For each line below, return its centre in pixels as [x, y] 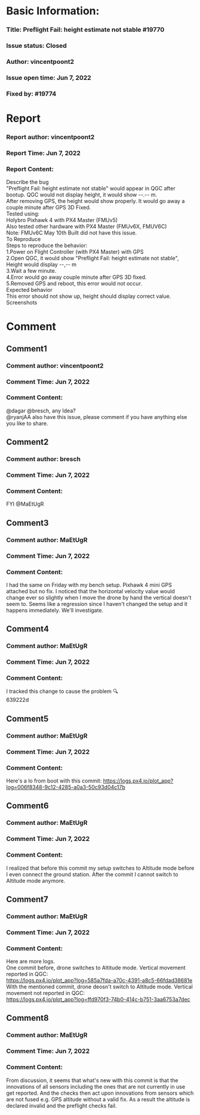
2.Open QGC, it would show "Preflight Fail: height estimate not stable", [93, 258]
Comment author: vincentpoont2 [55, 365]
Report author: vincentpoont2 [50, 137]
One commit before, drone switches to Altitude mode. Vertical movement [96, 968]
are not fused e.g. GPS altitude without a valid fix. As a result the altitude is [98, 1099]
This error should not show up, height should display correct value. [89, 296]
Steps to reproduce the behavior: [47, 245]
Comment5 [27, 718]
